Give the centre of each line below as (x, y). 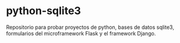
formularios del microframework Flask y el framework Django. (81, 33)
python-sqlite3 (44, 11)
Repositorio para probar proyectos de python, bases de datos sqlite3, (90, 27)
